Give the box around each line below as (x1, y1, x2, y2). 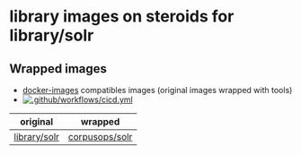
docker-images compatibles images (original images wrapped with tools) (22, 85, 293, 95)
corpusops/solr (67, 131, 133, 142)
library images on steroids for (9, 6, 235, 27)
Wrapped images (9, 61, 108, 76)
